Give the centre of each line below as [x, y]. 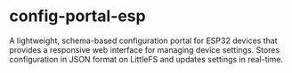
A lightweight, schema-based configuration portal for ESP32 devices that [143, 40]
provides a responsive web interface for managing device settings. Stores [145, 49]
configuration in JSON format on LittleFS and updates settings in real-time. [146, 59]
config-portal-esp [77, 16]
